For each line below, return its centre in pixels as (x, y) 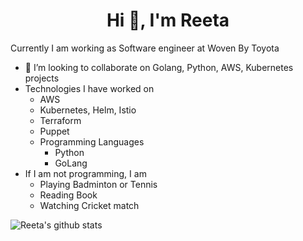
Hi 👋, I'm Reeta (168, 20)
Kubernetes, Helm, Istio (88, 110)
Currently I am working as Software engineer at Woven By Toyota (145, 48)
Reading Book (68, 195)
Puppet (54, 131)
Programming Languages (92, 141)
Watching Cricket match (89, 205)
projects (42, 78)
